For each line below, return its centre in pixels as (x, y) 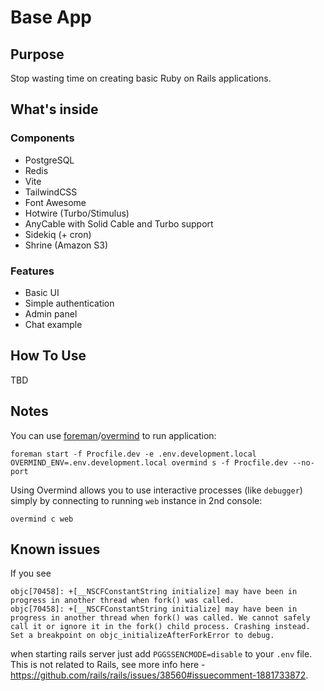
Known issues (55, 549)
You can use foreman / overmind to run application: (113, 435)
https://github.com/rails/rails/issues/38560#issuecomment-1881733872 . (159, 675)
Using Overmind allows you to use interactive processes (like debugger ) (156, 490)
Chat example (53, 324)
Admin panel (51, 313)
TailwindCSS (51, 192)
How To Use (48, 356)
